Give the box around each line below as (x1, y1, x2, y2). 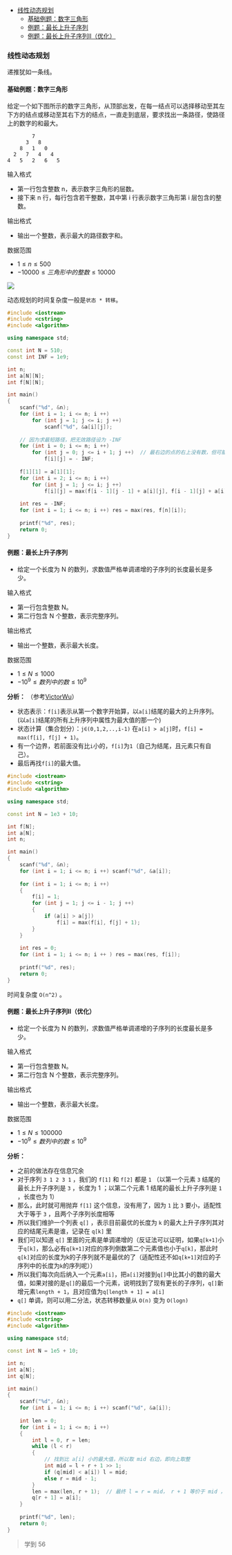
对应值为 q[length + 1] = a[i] (78, 1287, 165, 1295)
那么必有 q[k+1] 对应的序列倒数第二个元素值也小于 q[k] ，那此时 (41, 1244, 219, 1252)
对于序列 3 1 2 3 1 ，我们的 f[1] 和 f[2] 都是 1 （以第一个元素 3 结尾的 (17, 1175, 221, 1183)
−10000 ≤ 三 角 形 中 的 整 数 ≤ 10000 (17, 268, 116, 276)
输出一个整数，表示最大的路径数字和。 (17, 231, 126, 240)
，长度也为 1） (17, 1192, 59, 1201)
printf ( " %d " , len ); (19, 1514, 76, 1521)
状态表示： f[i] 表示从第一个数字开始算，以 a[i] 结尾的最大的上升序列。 (17, 707, 218, 716)
